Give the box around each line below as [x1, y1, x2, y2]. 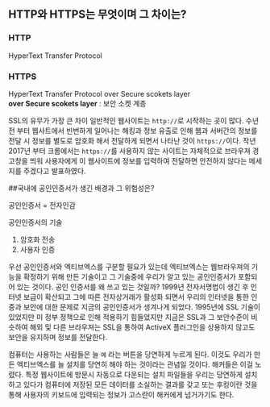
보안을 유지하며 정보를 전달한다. [8, 332, 108, 342]
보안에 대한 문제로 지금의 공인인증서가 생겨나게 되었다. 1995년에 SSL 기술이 [23, 301, 260, 312]
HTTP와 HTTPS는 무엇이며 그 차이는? [8, 7, 187, 22]
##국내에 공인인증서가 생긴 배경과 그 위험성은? [8, 183, 155, 193]
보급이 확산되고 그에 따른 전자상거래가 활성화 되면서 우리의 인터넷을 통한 [23, 292, 250, 301]
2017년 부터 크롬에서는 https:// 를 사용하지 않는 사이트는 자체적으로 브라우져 [8, 146, 251, 156]
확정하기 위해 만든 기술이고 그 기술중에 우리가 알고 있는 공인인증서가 [23, 272, 236, 281]
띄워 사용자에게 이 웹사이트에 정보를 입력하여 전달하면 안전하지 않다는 [29, 156, 247, 165]
